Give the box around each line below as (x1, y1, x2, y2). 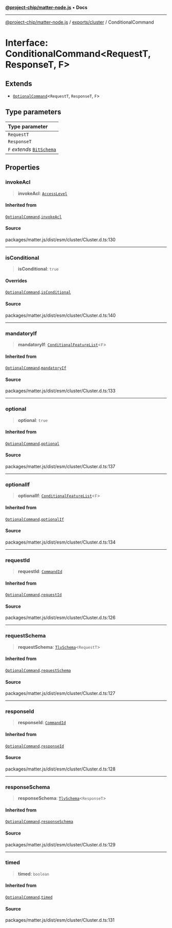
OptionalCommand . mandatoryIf (5, 364, 67, 371)
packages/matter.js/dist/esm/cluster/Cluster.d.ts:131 (5, 917, 115, 923)
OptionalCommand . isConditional (5, 289, 71, 295)
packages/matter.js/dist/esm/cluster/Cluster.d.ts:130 (5, 236, 116, 243)
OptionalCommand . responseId (5, 743, 64, 749)
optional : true (17, 417, 48, 423)
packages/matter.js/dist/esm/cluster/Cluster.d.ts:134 (5, 539, 116, 545)
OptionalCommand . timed (5, 894, 53, 900)
